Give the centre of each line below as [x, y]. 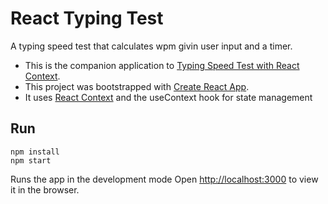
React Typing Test [87, 18]
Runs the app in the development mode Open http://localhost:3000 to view [164, 179]
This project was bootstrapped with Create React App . [137, 86]
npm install [35, 152]
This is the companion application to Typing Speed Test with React [162, 65]
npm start [31, 160]
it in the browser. [45, 189]
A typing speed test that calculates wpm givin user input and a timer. [151, 46]
